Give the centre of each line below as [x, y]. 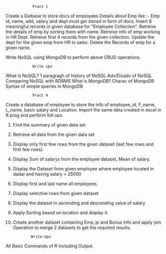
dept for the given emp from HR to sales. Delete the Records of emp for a [81, 42]
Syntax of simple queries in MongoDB [44, 86]
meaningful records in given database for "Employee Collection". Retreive [81, 26]
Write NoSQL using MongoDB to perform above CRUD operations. [73, 57]
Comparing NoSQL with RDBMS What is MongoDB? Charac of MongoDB [80, 81]
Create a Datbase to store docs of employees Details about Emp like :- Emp [83, 16]
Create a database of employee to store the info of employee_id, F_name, [81, 105]
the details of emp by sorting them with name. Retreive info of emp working [83, 32]
